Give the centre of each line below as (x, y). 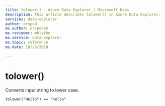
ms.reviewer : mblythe (28, 33)
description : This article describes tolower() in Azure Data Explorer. (83, 14)
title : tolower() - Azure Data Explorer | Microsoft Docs (67, 10)
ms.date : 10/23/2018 (27, 47)
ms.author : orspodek (27, 28)
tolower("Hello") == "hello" (36, 99)
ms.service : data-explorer (33, 38)
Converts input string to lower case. (42, 90)
